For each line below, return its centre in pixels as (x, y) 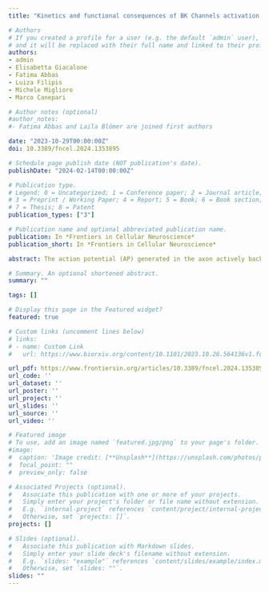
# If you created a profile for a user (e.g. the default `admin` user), (134, 38)
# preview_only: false (48, 472)
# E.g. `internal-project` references (77, 509)
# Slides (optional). (44, 538)
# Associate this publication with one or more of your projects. (125, 494)
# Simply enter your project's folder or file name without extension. (134, 502)
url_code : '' (30, 376)
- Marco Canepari (37, 97)
